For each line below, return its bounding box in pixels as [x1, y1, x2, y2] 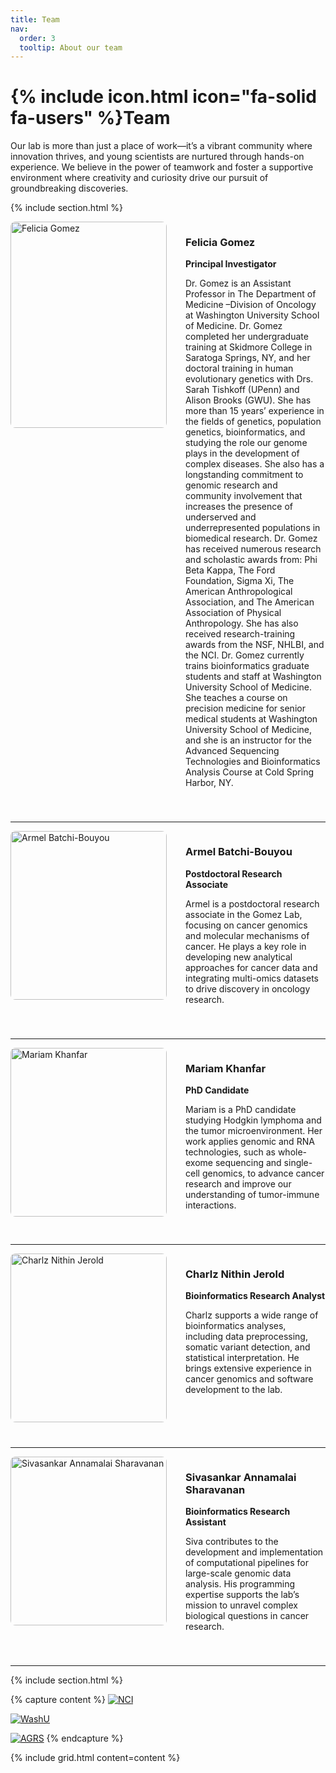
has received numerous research [185, 543, 322, 555]
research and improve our [185, 1178, 292, 1190]
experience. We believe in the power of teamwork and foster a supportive [10, 161, 314, 173]
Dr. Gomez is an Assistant [185, 277, 292, 290]
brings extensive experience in [185, 1362, 312, 1375]
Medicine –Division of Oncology [185, 299, 317, 311]
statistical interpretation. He [185, 1352, 300, 1364]
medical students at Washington [185, 713, 318, 725]
